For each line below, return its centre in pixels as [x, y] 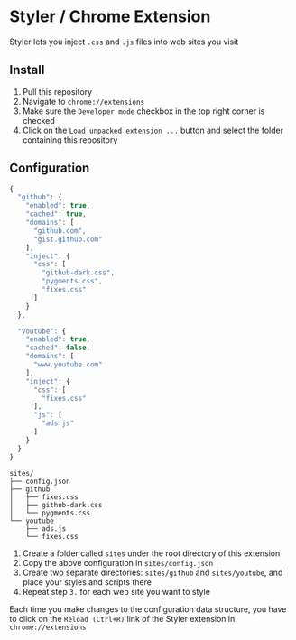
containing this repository [70, 139]
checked [39, 120]
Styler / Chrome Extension [110, 17]
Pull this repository [57, 91]
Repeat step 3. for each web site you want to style [116, 591]
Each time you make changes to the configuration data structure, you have [148, 609]
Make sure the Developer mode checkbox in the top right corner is [143, 111]
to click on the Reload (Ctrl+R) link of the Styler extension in [122, 618]
